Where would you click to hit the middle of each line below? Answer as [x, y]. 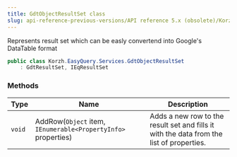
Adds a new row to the [187, 116]
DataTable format [32, 48]
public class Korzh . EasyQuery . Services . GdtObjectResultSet [96, 61]
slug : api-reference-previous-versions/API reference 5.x [94, 21]
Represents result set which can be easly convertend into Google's [105, 40]
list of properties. [178, 142]
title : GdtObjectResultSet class [56, 14]
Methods [23, 86]
